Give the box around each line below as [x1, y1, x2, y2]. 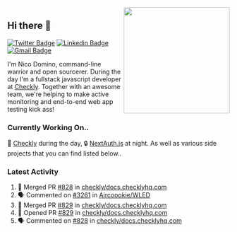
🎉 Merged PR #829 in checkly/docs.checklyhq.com [17, 201, 167, 209]
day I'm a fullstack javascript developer [7, 74, 121, 83]
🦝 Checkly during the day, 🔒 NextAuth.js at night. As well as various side [7, 139, 217, 148]
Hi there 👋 [7, 20, 51, 32]
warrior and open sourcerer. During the [7, 67, 121, 76]
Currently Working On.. [7, 122, 90, 132]
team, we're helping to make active [7, 90, 109, 98]
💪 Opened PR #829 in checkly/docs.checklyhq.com [17, 209, 168, 217]
